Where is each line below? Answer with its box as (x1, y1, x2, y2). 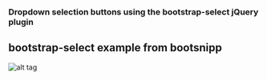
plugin (8, 16, 34, 27)
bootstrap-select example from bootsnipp (8, 41, 222, 54)
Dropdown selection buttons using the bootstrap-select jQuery (8, 6, 259, 18)
